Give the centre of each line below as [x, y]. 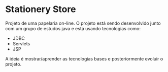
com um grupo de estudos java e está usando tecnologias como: [73, 28]
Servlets [21, 43]
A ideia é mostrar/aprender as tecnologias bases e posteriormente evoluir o [84, 58]
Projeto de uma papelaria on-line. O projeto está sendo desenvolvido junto [83, 23]
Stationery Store [41, 9]
